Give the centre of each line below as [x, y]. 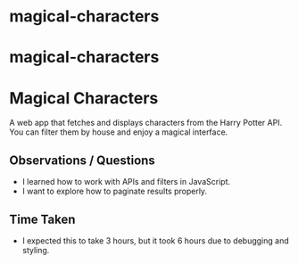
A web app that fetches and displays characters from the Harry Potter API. [146, 123]
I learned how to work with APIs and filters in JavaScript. [126, 182]
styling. [36, 250]
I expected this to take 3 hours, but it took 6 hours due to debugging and [155, 240]
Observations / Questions [83, 160]
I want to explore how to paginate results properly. [115, 191]
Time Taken [42, 219]
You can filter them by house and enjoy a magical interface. [119, 132]
